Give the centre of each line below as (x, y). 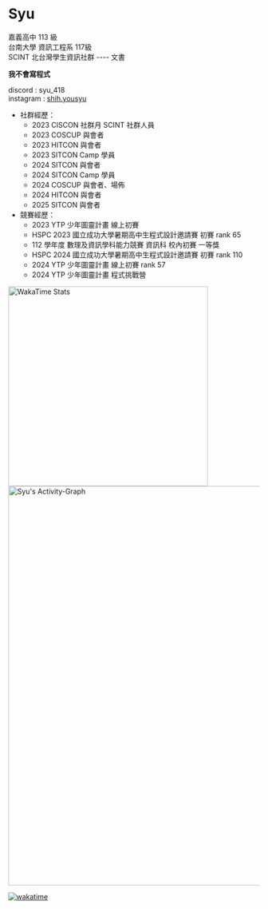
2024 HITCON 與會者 (67, 195)
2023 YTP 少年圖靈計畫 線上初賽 (85, 224)
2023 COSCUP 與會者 (68, 135)
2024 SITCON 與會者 (66, 165)
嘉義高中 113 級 (33, 37)
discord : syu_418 (37, 89)
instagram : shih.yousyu (47, 98)
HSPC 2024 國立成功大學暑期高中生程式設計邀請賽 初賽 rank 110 (137, 254)
